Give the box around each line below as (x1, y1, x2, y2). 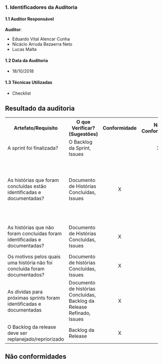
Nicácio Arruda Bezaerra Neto (12, 41, 73, 47)
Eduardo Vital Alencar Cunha (12, 36, 70, 42)
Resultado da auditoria (5, 104, 75, 113)
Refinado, (68, 310, 91, 316)
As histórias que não (7, 224, 54, 231)
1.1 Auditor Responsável (5, 16, 54, 22)
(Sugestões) (68, 131, 98, 137)
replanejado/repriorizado (7, 336, 65, 343)
